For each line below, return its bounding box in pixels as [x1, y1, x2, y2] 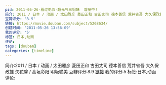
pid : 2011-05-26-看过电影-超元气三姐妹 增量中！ [5, 7, 99, 12]
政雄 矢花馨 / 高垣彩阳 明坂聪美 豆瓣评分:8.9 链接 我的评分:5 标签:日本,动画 [5, 68, 156, 74]
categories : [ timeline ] [5, 48, 54, 53]
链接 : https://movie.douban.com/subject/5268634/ [5, 21, 108, 26]
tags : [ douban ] [5, 44, 37, 49]
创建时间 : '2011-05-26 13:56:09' [5, 26, 71, 30]
